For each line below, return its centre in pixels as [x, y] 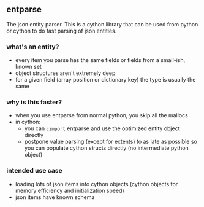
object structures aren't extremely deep [65, 73]
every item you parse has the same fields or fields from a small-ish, [100, 60]
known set [28, 67]
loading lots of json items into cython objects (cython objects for [96, 184]
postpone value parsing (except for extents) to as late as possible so [111, 142]
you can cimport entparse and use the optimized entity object [102, 128]
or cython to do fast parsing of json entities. [62, 31]
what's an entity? [33, 47]
